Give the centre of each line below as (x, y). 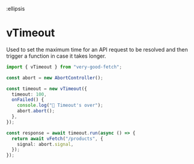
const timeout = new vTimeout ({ (47, 89)
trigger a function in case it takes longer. (56, 56)
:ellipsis (16, 9)
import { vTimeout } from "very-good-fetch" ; (64, 67)
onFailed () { (28, 100)
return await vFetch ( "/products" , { (57, 138)
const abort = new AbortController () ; (55, 77)
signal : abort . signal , (45, 144)
